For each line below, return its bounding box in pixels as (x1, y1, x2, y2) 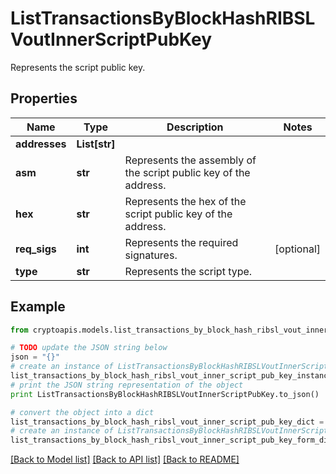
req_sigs (15, 242, 57, 256)
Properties (10, 90, 78, 107)
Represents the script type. (124, 264, 253, 278)
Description (166, 120, 224, 134)
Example (10, 298, 66, 316)
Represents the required (124, 235, 239, 249)
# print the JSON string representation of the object (10, 380, 244, 390)
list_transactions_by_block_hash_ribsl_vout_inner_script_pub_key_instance (10, 371, 333, 381)
